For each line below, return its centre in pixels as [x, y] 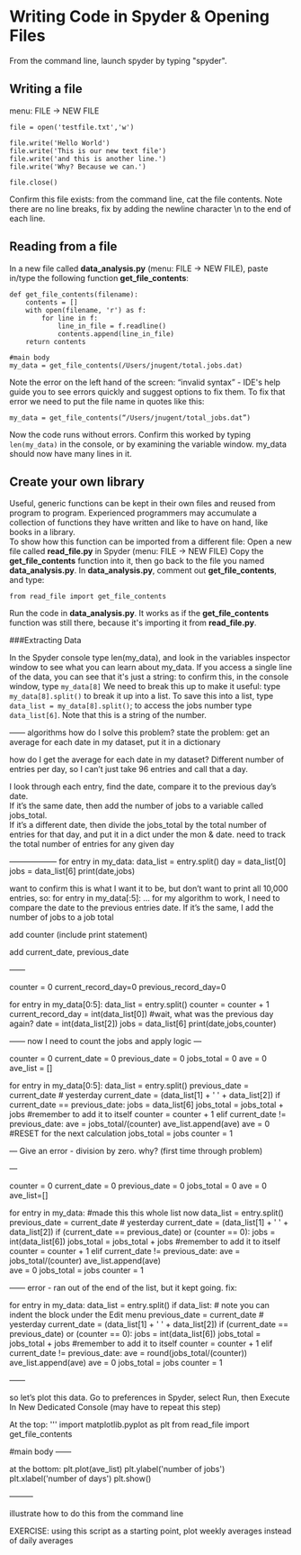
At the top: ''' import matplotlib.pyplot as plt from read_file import [129, 1424]
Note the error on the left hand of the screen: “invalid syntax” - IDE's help [145, 382]
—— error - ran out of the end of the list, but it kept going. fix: [124, 1288]
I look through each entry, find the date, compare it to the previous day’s [143, 787]
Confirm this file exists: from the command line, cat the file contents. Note [146, 199]
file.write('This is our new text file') [88, 150]
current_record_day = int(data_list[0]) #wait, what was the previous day [142, 1014]
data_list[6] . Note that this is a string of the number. [108, 715]
